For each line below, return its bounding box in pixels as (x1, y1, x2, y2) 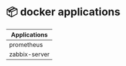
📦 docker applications (6, 5, 121, 19)
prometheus (9, 40, 43, 48)
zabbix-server (9, 50, 50, 58)
